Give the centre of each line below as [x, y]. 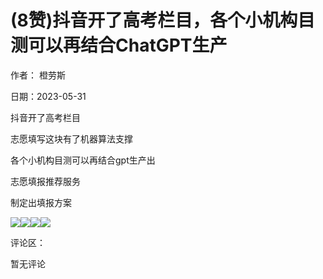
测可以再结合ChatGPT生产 [119, 45]
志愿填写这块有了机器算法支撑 [71, 138]
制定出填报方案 [41, 202]
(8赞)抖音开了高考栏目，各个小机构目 [163, 20]
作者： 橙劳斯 [38, 75]
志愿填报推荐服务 [45, 181]
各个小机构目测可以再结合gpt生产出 [83, 160]
